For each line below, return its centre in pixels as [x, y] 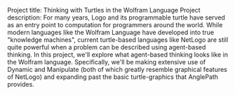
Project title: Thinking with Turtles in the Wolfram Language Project [104, 10]
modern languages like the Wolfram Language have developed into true [111, 32]
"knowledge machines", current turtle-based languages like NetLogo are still [118, 40]
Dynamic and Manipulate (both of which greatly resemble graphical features [117, 70]
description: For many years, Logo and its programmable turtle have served [116, 17]
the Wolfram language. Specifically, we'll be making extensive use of [107, 62]
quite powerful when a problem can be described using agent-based [107, 47]
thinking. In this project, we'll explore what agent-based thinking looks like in [118, 54]
